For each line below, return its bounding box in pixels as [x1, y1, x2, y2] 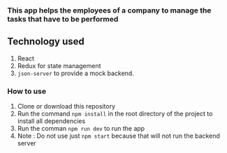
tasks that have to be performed [7, 14, 119, 24]
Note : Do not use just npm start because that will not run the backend [17, 131, 220, 140]
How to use [7, 86, 47, 96]
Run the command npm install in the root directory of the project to [17, 110, 213, 118]
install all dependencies [17, 117, 86, 125]
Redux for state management [17, 61, 101, 70]
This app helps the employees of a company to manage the [7, 6, 212, 15]
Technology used [7, 35, 85, 47]
